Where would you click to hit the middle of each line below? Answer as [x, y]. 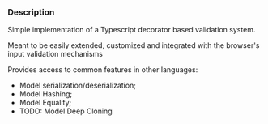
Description [31, 12]
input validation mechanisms [55, 54]
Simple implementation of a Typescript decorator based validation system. [132, 30]
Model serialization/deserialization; [78, 86]
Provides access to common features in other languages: [103, 70]
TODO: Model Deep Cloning [66, 111]
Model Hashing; [46, 94]
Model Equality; [45, 103]
